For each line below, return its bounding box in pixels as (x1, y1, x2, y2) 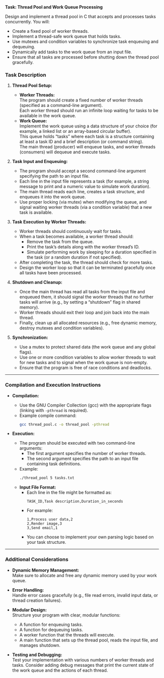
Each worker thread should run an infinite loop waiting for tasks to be (19, 107, 159, 114)
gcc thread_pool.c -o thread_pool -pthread (19, 422, 110, 427)
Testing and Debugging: (12, 652, 62, 657)
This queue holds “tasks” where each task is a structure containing (19, 134, 155, 140)
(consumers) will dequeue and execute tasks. (19, 149, 111, 155)
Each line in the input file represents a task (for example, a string (19, 178, 149, 185)
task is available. (19, 209, 53, 215)
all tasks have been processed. (19, 270, 82, 276)
